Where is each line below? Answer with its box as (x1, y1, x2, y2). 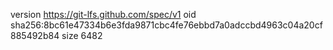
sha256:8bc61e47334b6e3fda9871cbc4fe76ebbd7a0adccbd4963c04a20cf (10, 19, 323, 31)
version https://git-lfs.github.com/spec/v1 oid (10, 9, 197, 20)
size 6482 (61, 30, 103, 41)
